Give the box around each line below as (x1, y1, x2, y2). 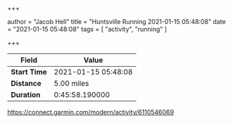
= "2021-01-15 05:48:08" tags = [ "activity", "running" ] (7, 25, 168, 33)
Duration (11, 90, 41, 99)
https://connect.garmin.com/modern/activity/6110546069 (7, 108, 175, 116)
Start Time (11, 67, 47, 77)
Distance (11, 79, 42, 88)
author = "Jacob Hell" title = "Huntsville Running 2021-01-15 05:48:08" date (7, 18, 227, 25)
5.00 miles (53, 79, 89, 88)
